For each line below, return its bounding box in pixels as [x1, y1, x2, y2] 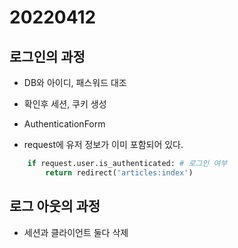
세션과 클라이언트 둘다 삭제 [23, 226, 129, 238]
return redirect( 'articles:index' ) [45, 167, 194, 178]
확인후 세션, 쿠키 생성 [23, 98, 107, 110]
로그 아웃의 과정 [9, 198, 101, 215]
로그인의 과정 [9, 48, 86, 65]
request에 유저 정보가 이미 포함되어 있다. [23, 139, 184, 150]
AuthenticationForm [23, 118, 106, 130]
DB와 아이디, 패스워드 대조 [23, 77, 127, 88]
